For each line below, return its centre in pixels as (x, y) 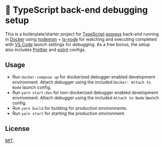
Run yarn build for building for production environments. (70, 108)
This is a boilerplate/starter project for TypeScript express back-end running (82, 34)
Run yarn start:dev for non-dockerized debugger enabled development (85, 92)
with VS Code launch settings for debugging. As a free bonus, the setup (78, 44)
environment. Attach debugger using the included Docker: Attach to (82, 82)
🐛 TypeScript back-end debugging (76, 10)
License (17, 129)
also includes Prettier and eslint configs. (46, 49)
